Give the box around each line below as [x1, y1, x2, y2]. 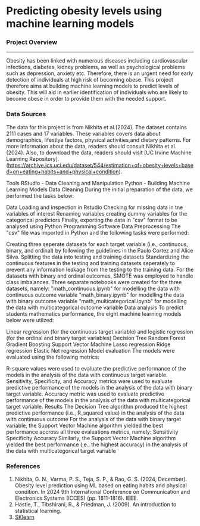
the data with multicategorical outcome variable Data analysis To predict [6, 304, 183, 311]
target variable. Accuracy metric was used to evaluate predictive [6, 390, 165, 397]
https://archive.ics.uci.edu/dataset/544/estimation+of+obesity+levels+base [8, 161, 194, 169]
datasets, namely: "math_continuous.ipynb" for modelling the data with [6, 285, 180, 292]
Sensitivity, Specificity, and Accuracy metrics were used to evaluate [6, 377, 173, 385]
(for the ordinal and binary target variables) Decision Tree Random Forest [6, 334, 186, 341]
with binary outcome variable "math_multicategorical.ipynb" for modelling [6, 297, 187, 304]
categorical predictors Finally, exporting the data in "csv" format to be [6, 216, 177, 223]
